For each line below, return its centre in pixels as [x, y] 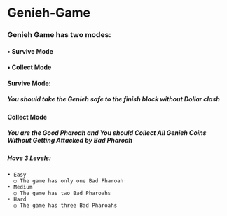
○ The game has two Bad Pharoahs [62, 194]
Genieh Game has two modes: [60, 35]
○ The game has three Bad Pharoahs [66, 206]
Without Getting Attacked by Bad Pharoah [70, 141]
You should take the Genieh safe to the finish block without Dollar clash [114, 99]
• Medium [20, 187]
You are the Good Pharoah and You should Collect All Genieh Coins [107, 133]
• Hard [17, 200]
